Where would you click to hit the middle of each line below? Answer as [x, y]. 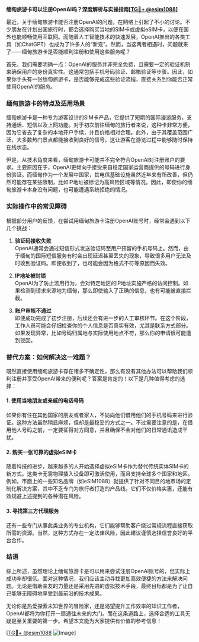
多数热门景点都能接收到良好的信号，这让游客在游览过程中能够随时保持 [107, 140]
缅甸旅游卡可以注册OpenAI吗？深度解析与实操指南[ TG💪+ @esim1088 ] [92, 9]
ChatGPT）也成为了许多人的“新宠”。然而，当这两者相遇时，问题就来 [105, 44]
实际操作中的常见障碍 [36, 206]
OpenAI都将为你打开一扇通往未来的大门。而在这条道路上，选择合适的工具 [96, 613]
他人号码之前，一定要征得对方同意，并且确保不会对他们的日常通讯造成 [97, 430]
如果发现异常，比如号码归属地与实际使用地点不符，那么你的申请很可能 [100, 333]
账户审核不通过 [33, 310]
